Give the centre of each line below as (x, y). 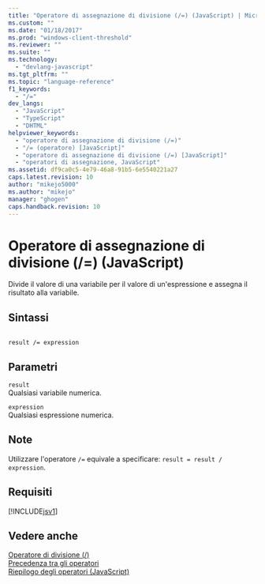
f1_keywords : (30, 89)
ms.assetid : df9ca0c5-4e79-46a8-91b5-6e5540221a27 (93, 170)
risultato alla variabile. (44, 292)
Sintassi (28, 317)
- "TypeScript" (40, 119)
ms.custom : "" (32, 23)
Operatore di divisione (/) (49, 555)
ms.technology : (33, 60)
